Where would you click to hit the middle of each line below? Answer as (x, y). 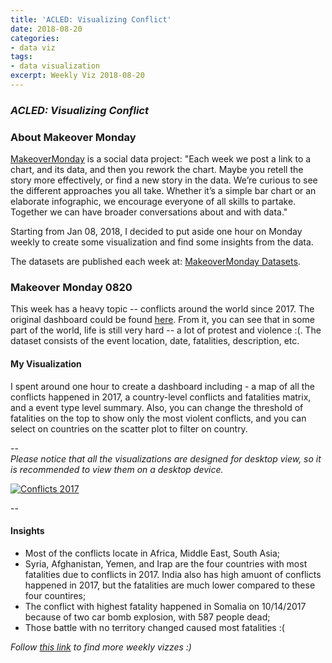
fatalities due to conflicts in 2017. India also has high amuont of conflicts (173, 574)
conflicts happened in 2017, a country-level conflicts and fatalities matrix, (161, 397)
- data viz (33, 47)
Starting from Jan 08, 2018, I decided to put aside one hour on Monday (156, 232)
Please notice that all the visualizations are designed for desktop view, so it (166, 458)
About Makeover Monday (73, 137)
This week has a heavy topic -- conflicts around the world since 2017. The (162, 309)
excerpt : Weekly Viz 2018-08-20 (77, 76)
